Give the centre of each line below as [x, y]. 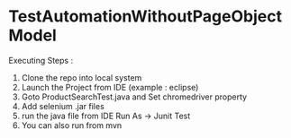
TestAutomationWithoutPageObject [145, 17]
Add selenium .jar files [63, 106]
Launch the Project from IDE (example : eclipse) [110, 87]
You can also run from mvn [72, 125]
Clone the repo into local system [82, 77]
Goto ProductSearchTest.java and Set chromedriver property [134, 97]
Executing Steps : [41, 60]
